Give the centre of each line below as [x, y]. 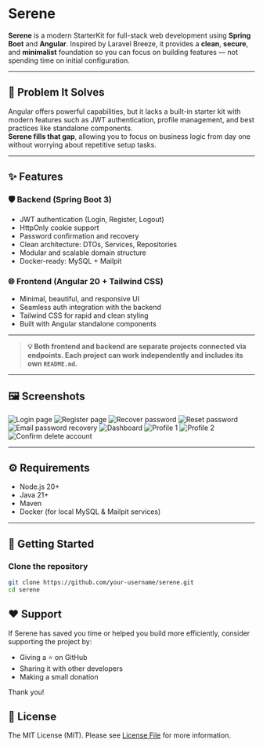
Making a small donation [59, 676]
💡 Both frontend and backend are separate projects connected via [137, 346]
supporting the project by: [50, 641]
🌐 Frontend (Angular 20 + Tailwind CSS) [86, 282]
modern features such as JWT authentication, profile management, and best [131, 119]
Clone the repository [48, 566]
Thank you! [26, 692]
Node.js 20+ [40, 486]
